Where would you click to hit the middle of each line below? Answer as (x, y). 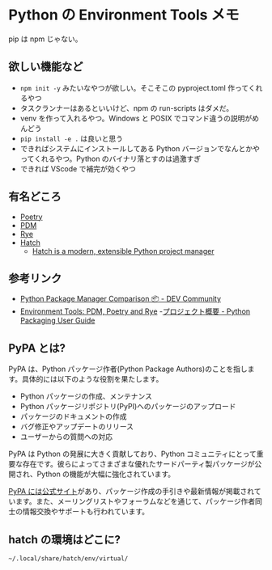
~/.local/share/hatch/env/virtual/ (68, 559)
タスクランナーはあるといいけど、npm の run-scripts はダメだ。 (127, 108)
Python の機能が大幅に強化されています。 (106, 474)
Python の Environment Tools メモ (124, 15)
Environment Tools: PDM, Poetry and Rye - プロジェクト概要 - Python (135, 311)
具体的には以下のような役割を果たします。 (92, 379)
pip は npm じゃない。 (45, 39)
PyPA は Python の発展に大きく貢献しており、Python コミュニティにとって (132, 454)
